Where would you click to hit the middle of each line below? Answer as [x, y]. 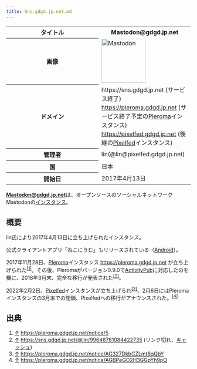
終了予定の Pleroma [145, 116]
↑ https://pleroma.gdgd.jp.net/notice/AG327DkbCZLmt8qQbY [89, 354]
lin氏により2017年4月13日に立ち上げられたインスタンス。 [75, 237]
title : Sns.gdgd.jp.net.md [39, 11]
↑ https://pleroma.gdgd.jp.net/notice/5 [62, 333]
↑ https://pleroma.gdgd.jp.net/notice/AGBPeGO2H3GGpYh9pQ [91, 360]
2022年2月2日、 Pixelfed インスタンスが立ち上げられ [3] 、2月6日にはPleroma [98, 290]
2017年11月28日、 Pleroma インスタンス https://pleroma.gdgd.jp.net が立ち [95, 263]
